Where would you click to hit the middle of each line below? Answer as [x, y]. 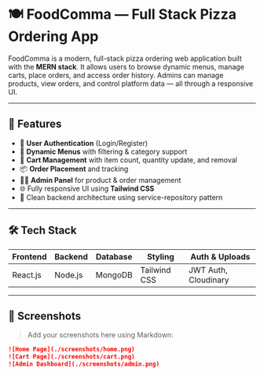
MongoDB [114, 274]
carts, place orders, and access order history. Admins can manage [116, 75]
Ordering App [53, 37]
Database [114, 256]
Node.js [69, 274]
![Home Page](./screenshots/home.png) [71, 350]
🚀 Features [35, 124]
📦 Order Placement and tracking [74, 169]
